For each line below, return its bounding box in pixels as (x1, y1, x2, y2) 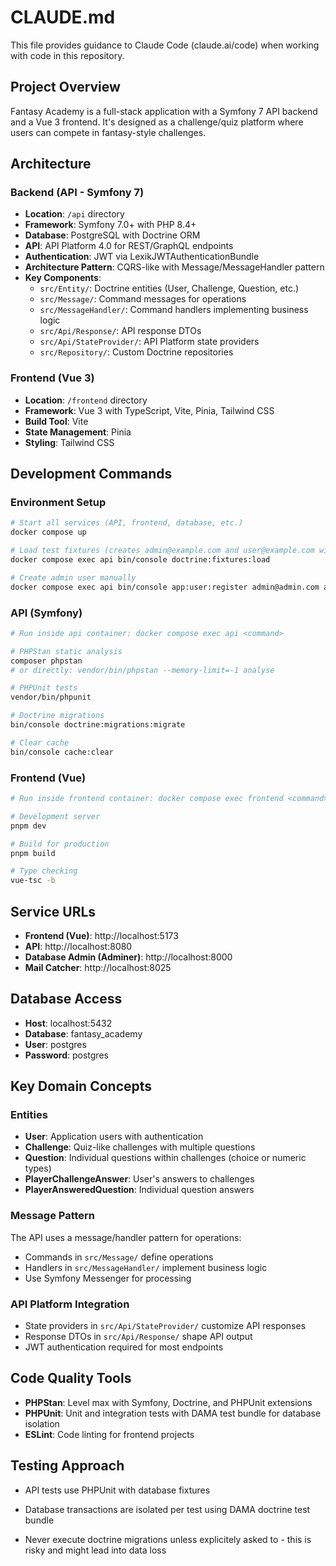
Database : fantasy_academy (24, 1027, 143, 1040)
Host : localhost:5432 (24, 1017, 113, 1029)
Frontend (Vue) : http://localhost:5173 (24, 929, 179, 941)
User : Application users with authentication (24, 1131, 204, 1143)
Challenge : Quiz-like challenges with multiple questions (24, 1141, 256, 1153)
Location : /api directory (24, 208, 125, 220)
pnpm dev (10, 821, 47, 831)
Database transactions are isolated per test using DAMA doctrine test (24, 1503, 311, 1515)
